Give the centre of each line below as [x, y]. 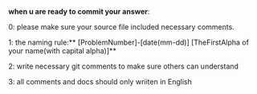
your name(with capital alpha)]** [62, 51]
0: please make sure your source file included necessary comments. [121, 27]
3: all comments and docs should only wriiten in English [100, 82]
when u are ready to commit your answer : [79, 12]
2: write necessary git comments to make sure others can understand [124, 66]
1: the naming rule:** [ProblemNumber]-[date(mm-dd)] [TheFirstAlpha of [128, 42]
